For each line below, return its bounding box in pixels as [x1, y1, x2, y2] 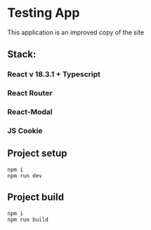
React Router [7, 88, 53, 98]
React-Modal [7, 107, 53, 117]
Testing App [7, 5, 80, 21]
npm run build [7, 216, 49, 223]
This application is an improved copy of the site [7, 28, 145, 36]
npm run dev [7, 172, 42, 180]
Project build [7, 191, 65, 203]
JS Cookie [7, 126, 43, 136]
